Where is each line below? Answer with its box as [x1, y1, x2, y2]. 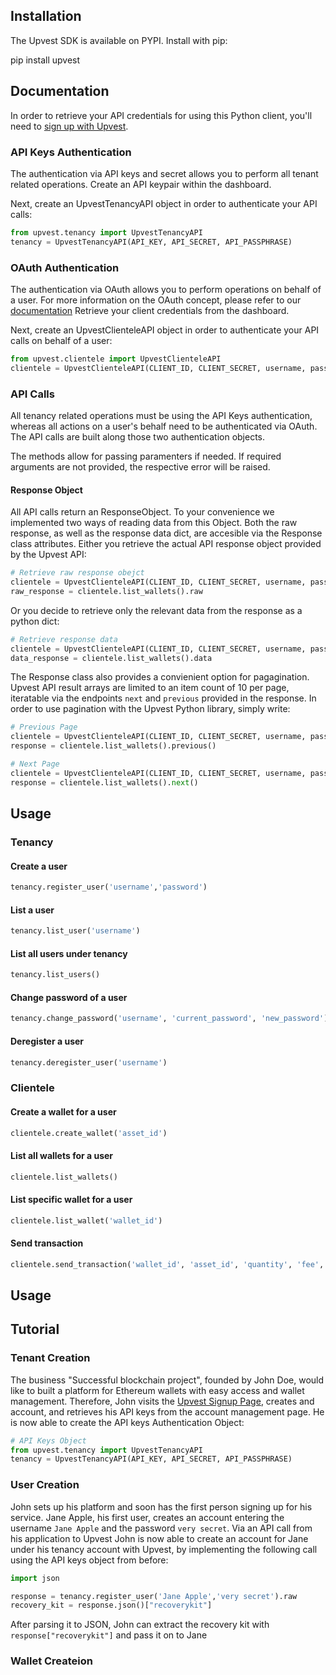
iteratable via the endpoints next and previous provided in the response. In [10, 692, 317, 704]
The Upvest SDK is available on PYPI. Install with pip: [10, 34, 228, 46]
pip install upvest [10, 54, 81, 66]
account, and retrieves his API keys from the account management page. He [10, 1405, 325, 1418]
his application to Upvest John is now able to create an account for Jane [10, 1532, 309, 1544]
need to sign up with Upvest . [10, 120, 129, 132]
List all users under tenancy [10, 947, 128, 959]
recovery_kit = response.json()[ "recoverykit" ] [10, 1600, 213, 1611]
